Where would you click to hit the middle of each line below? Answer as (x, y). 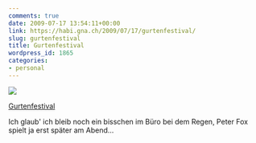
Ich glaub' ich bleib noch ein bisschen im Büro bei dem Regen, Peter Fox (128, 121)
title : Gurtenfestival (46, 46)
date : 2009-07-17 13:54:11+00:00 (64, 23)
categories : (28, 61)
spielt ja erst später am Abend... (61, 130)
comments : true (34, 16)
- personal (27, 68)
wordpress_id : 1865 (41, 53)
